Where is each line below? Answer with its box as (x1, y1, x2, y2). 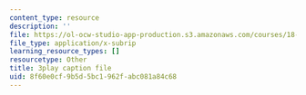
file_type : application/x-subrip (9, 38, 137, 48)
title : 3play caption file (9, 64, 112, 73)
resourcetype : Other (9, 55, 88, 64)
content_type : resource (9, 13, 100, 23)
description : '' (9, 22, 71, 31)
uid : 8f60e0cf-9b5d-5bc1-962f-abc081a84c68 (9, 72, 178, 81)
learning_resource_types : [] (9, 47, 120, 56)
